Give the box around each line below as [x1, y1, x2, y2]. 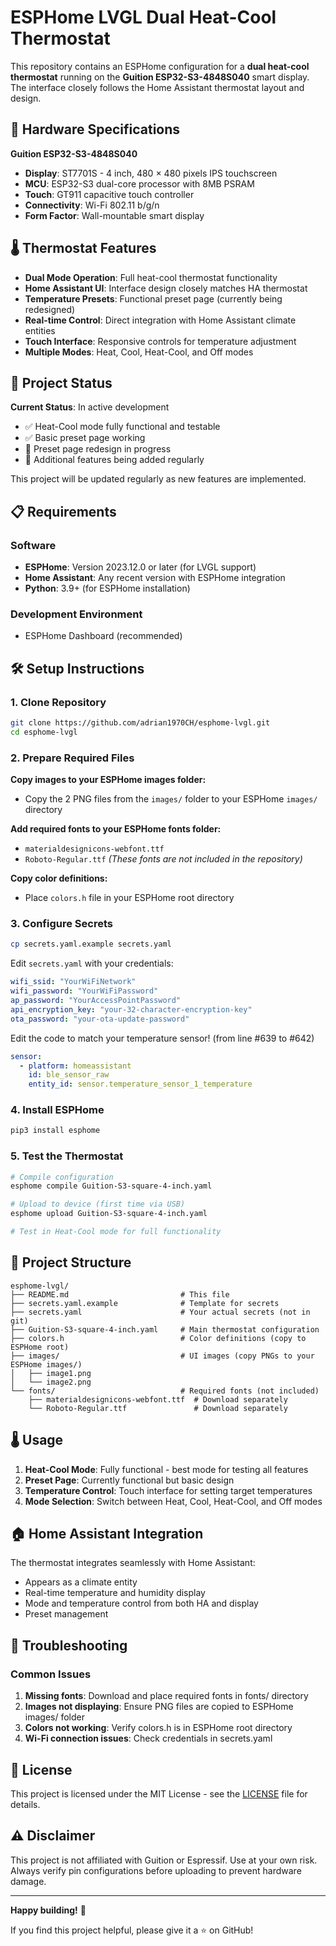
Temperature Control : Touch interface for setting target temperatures [24, 1484, 313, 1496]
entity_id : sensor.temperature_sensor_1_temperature [28, 1079, 253, 1090]
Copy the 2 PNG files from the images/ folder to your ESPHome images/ [24, 793, 318, 805]
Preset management [24, 1608, 109, 1620]
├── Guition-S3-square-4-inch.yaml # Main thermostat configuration [10, 1324, 320, 1335]
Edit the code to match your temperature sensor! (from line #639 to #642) [10, 1032, 315, 1044]
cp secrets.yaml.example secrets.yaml [10, 939, 172, 950]
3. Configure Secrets [10, 917, 113, 931]
